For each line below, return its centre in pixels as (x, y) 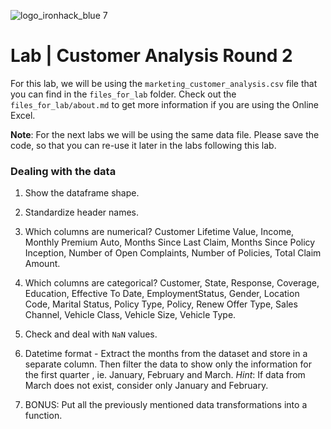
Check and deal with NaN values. (91, 334)
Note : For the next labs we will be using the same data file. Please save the (165, 134)
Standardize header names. (81, 212)
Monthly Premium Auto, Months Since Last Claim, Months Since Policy (170, 242)
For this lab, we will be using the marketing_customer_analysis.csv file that (164, 83)
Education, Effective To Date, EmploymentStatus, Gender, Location (162, 294)
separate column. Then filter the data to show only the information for (168, 364)
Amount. (42, 264)
